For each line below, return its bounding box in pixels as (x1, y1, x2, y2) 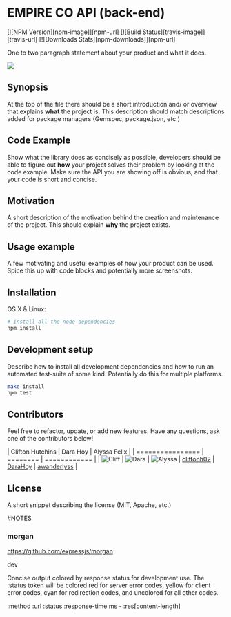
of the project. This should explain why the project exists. (7, 221, 170, 229)
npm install (7, 324, 41, 331)
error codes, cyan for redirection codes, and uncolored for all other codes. (7, 589, 219, 597)
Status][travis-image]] (142, 28, 205, 36)
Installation (7, 286, 57, 298)
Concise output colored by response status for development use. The (7, 574, 205, 582)
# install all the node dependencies (7, 318, 116, 325)
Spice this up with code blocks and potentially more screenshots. (7, 266, 193, 275)
